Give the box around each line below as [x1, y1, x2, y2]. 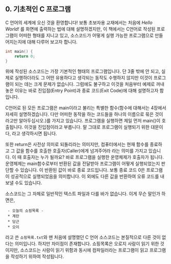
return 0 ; [14, 53, 36, 59]
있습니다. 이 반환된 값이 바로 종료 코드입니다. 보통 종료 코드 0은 [20, 167, 145, 173]
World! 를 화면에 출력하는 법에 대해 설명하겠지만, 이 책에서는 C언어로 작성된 [5, 26, 156, 32]
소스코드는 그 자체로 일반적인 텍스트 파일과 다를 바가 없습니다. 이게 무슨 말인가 [5, 191, 161, 197]
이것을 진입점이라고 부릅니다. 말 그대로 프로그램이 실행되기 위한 [24, 124, 150, 130]
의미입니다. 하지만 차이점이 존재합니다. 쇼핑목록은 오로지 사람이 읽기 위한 [14, 240, 159, 247]
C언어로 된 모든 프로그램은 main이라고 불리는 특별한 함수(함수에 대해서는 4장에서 [5, 105, 166, 111]
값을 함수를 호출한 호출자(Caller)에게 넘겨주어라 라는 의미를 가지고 [16, 148, 148, 154]
